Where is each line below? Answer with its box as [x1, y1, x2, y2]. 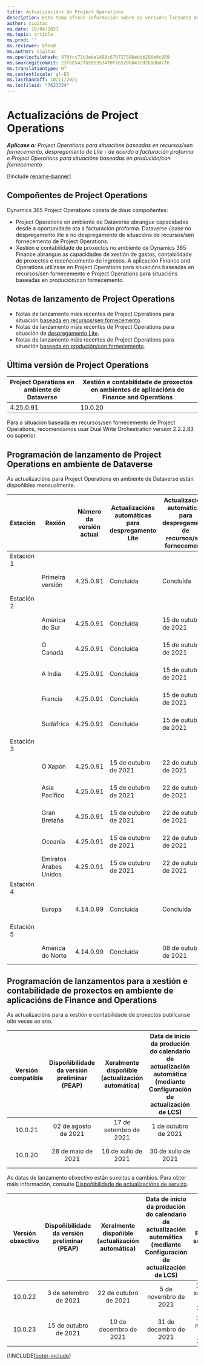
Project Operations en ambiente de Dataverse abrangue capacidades [15, 218, 188, 225]
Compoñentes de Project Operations [7, 190, 148, 201]
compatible [10, 1074, 44, 1082]
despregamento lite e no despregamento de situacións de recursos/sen [15, 231, 194, 238]
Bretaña [41, 816, 64, 825]
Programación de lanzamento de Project [7, 449, 162, 459]
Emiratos [41, 855, 67, 864]
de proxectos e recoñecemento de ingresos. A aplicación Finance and [15, 256, 191, 264]
